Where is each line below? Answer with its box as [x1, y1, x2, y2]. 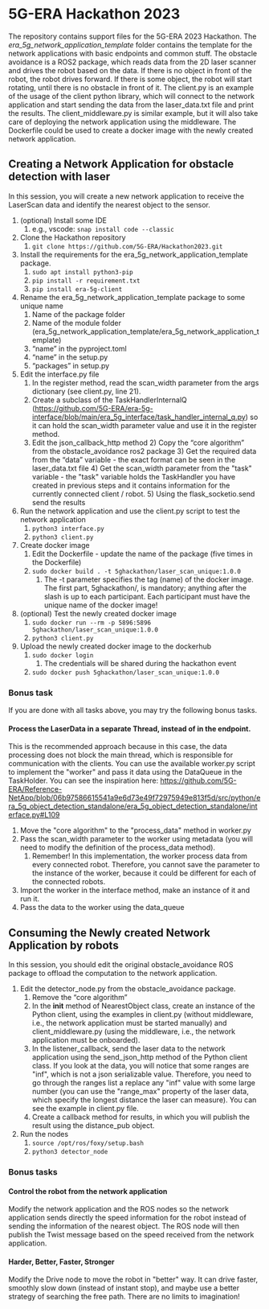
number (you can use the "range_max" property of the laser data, [31, 1087, 249, 1097]
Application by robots [8, 938, 119, 952]
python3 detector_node [31, 1148, 108, 1156]
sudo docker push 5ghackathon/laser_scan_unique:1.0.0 [31, 669, 219, 677]
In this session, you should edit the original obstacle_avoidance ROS [8, 960, 234, 969]
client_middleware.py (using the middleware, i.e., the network [31, 1027, 236, 1036]
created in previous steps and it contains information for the [31, 480, 230, 490]
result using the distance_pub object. [31, 1121, 155, 1130]
